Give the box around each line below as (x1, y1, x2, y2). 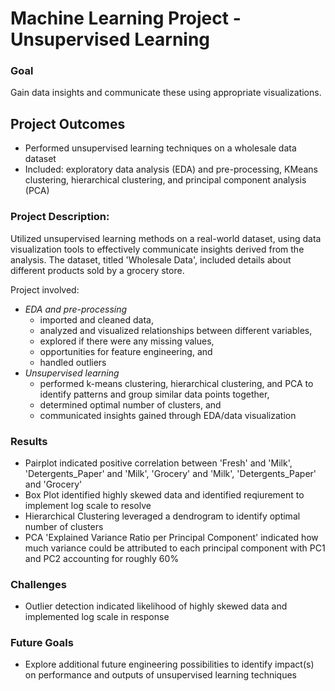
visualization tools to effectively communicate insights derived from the (10, 243, 305, 255)
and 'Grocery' (24, 478, 83, 490)
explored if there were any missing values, (39, 335, 215, 347)
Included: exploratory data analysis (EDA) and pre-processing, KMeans (24, 163, 318, 176)
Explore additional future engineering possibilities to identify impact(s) (24, 658, 315, 671)
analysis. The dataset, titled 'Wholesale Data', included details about (10, 253, 292, 266)
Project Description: (10, 210, 110, 224)
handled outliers (39, 356, 107, 368)
